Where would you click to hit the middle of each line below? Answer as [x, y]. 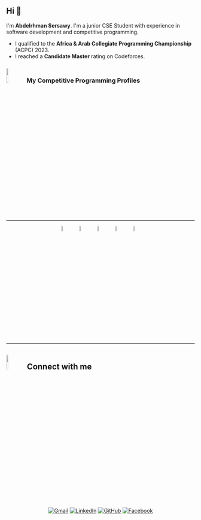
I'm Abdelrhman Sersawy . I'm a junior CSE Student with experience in [93, 25]
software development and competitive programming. [72, 32]
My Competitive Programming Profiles [83, 80]
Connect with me [59, 366]
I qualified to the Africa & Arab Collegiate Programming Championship [103, 43]
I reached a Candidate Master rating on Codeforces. [80, 56]
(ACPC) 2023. [32, 50]
